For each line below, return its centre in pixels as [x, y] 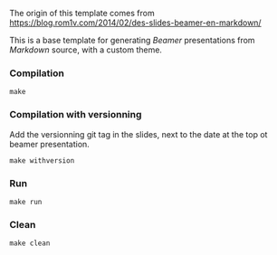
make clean [30, 243]
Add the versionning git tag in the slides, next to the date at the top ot [138, 134]
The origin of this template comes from [82, 13]
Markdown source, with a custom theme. [86, 50]
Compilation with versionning [76, 115]
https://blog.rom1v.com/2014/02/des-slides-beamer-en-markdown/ [135, 23]
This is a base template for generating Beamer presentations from [132, 40]
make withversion [42, 161]
